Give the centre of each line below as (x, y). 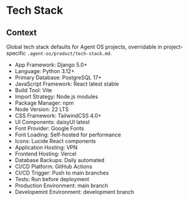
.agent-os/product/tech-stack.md (69, 54)
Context (22, 33)
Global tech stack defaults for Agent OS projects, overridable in (84, 47)
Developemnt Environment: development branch (74, 192)
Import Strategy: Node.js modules (57, 97)
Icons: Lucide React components (55, 141)
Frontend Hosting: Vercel (45, 154)
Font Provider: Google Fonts (49, 128)
